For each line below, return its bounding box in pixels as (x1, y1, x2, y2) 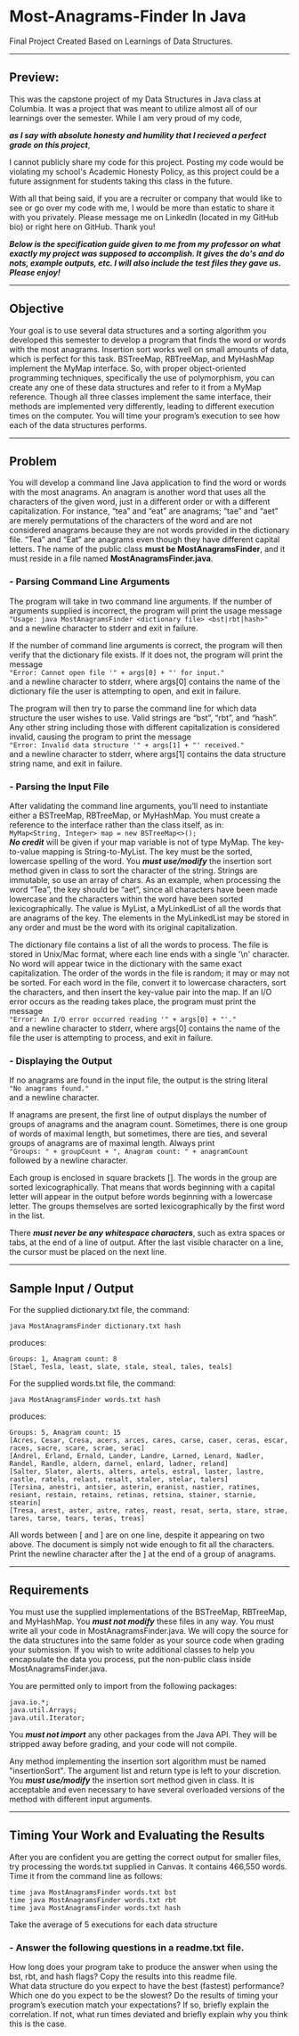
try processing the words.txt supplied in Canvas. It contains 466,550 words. (9, 1861, 287, 1872)
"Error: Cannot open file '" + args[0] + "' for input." (9, 668, 225, 677)
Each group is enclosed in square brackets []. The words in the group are (9, 1173, 278, 1183)
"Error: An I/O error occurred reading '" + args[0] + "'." (9, 1015, 238, 1024)
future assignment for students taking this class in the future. (9, 176, 233, 186)
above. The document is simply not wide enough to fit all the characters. (9, 1539, 275, 1550)
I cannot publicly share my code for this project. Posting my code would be (9, 156, 285, 167)
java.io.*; (9, 1697, 50, 1707)
